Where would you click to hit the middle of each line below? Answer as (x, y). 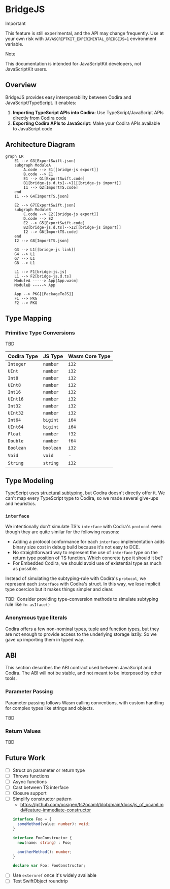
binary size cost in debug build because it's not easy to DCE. (76, 547)
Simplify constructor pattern (42, 799)
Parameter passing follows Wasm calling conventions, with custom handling (84, 703)
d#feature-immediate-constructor (56, 810)
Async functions (30, 782)
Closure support (29, 793)
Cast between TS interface (41, 788)
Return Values (23, 731)
